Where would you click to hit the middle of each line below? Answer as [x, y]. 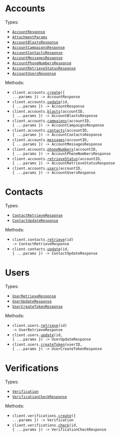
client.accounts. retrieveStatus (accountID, [57, 159]
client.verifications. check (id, [45, 425]
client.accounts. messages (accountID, [50, 140]
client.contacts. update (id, [40, 249]
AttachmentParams [30, 37]
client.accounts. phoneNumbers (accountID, [55, 149]
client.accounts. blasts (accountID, [48, 111]
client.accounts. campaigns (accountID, [51, 121]
